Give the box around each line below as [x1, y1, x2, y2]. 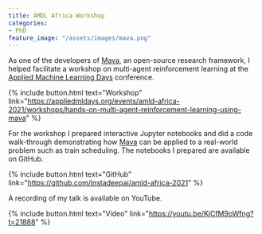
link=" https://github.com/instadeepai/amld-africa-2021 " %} [8, 178, 204, 188]
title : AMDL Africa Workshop [8, 11, 105, 20]
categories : [8, 19, 48, 27]
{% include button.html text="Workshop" [8, 88, 143, 98]
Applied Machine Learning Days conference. [8, 72, 155, 82]
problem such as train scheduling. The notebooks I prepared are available [8, 146, 250, 155]
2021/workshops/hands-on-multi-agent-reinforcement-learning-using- [8, 105, 241, 115]
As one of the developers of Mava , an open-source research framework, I [8, 56, 251, 65]
